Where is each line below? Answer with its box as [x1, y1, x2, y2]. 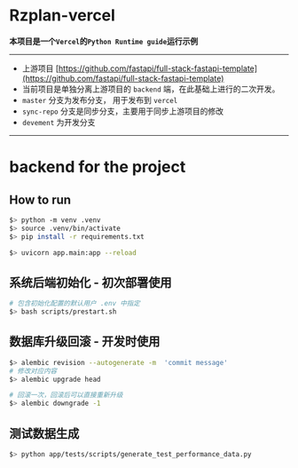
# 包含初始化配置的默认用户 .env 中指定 [9, 299, 140, 308]
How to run [9, 192, 72, 207]
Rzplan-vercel [9, 5, 115, 26]
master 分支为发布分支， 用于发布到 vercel [21, 94, 178, 105]
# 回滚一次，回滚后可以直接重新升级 [9, 391, 123, 400]
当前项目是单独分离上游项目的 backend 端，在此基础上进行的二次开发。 [21, 83, 280, 94]
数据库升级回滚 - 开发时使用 [9, 334, 161, 349]
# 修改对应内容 [9, 366, 58, 376]
